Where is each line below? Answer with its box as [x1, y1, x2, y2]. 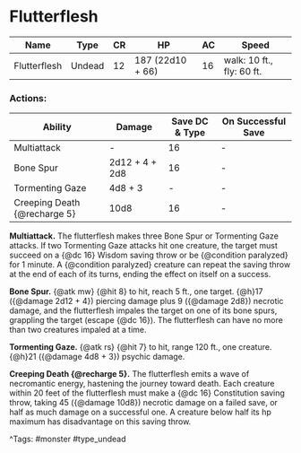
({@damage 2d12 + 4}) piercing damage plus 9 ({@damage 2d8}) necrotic [9, 296, 284, 307]
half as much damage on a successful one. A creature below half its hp [9, 406, 271, 418]
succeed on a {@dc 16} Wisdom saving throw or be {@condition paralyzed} [9, 249, 288, 261]
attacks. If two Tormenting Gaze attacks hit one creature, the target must [9, 240, 278, 251]
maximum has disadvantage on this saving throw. [9, 416, 192, 427]
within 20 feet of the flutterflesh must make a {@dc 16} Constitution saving [9, 388, 285, 398]
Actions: [9, 91, 47, 104]
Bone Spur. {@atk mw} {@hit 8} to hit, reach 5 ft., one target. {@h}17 [9, 286, 263, 297]
